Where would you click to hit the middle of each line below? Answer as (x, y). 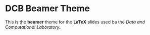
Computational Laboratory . (33, 27)
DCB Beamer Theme (48, 9)
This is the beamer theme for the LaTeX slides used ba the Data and (75, 22)
